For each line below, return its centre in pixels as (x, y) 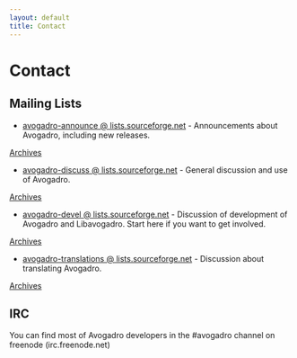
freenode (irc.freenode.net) (60, 345)
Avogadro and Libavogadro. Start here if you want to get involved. (144, 224)
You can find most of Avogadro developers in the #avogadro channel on (142, 336)
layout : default (39, 18)
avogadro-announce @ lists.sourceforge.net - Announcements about (150, 125)
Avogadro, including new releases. (86, 135)
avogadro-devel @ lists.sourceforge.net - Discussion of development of (155, 214)
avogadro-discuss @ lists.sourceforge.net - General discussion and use (155, 170)
